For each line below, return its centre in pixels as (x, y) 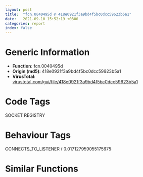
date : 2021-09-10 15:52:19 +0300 (42, 19)
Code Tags (28, 102)
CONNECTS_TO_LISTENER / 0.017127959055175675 (58, 149)
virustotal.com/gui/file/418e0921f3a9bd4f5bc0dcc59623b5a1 (75, 82)
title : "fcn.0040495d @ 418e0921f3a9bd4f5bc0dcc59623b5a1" (69, 14)
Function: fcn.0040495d (38, 66)
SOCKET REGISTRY (25, 115)
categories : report (25, 23)
